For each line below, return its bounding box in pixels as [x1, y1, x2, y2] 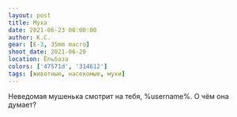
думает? [8, 100, 37, 109]
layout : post [8, 11, 51, 20]
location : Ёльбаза [8, 56, 69, 64]
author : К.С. [8, 33, 51, 42]
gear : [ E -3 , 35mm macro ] [8, 41, 90, 49]
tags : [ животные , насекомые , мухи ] [8, 70, 126, 78]
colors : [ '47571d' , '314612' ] [8, 63, 108, 71]
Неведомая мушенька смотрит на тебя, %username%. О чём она [8, 91, 229, 101]
